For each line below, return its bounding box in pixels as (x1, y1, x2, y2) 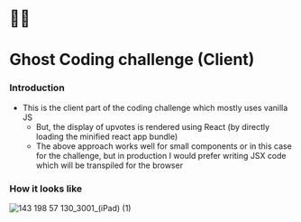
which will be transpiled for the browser (35, 160, 183, 171)
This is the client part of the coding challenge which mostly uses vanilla (22, 102, 288, 113)
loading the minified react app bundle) (35, 131, 178, 142)
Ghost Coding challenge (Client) (9, 50, 255, 70)
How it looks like (9, 182, 83, 195)
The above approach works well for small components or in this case (35, 140, 293, 152)
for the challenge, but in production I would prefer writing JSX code (35, 150, 287, 161)
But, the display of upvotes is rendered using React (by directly (35, 121, 270, 132)
